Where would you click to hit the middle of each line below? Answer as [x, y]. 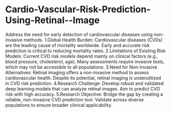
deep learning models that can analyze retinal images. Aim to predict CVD [83, 88]
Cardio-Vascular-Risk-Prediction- [78, 9]
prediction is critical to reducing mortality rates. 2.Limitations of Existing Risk [85, 51]
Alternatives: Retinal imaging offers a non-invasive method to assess [77, 72]
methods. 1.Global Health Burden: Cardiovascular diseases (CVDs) [93, 40]
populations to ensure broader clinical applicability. [59, 105]
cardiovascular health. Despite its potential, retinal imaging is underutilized [83, 78]
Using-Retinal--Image [53, 20]
